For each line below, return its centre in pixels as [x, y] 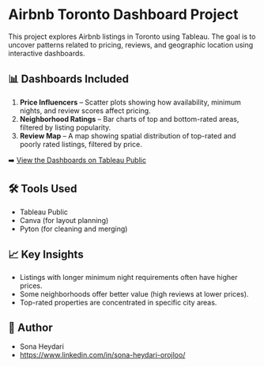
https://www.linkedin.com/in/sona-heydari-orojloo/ [102, 355]
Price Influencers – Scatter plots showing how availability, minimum [130, 102]
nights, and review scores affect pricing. [85, 110]
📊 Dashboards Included [68, 79]
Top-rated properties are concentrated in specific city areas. [118, 303]
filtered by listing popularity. [65, 127]
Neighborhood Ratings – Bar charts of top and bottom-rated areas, [129, 119]
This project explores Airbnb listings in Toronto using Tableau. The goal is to [132, 36]
